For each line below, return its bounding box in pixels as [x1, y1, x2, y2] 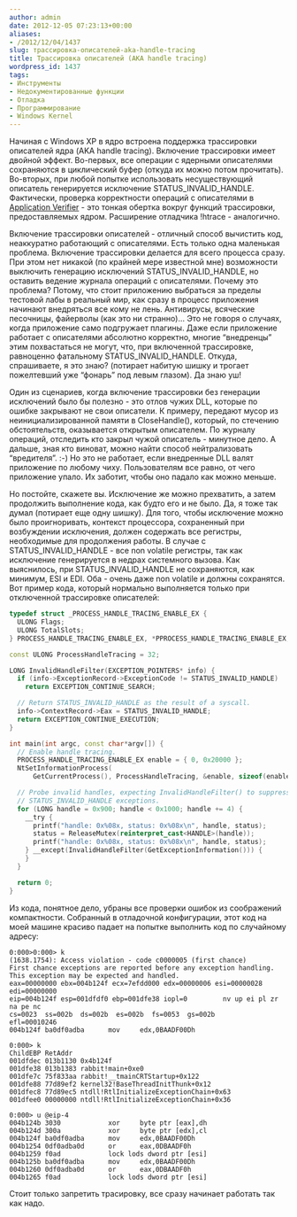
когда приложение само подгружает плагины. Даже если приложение [9, 322, 278, 333]
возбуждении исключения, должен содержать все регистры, [9, 526, 242, 537]
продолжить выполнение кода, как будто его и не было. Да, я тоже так [9, 498, 278, 509]
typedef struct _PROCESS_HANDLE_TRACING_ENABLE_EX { [9, 609, 208, 618]
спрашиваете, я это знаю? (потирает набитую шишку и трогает [9, 360, 249, 371]
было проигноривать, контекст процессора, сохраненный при [9, 517, 245, 528]
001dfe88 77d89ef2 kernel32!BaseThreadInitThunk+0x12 [9, 1080, 212, 1089]
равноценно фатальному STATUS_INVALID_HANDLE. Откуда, [9, 351, 238, 361]
